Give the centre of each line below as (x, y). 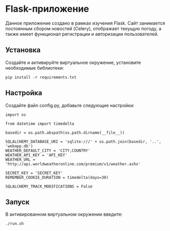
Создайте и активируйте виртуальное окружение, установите (73, 62)
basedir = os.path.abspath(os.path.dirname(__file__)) (65, 133)
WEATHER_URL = (20, 159)
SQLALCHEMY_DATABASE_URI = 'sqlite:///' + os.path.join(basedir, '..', (83, 141)
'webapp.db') (19, 146)
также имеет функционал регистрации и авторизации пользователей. (82, 34)
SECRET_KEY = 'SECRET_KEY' (34, 173)
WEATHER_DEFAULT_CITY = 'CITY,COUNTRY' (48, 151)
